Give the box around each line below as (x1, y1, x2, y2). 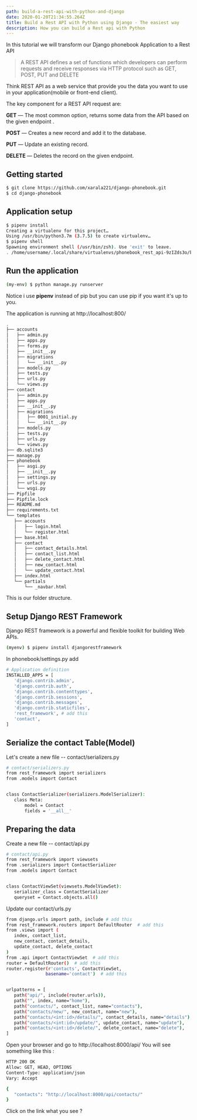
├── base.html (13, 534, 49, 540)
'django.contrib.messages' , (13, 700, 83, 706)
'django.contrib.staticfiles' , (13, 705, 91, 711)
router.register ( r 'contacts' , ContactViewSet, (6, 966, 122, 972)
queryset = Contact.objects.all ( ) (13, 894, 98, 900)
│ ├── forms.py (6, 343, 49, 349)
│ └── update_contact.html (13, 567, 85, 573)
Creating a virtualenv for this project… (6, 228, 109, 234)
